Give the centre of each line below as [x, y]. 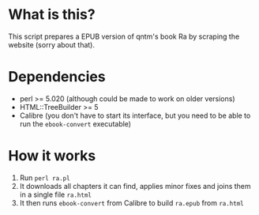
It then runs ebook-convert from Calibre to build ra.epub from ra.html [131, 202]
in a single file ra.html [56, 194]
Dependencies [57, 77]
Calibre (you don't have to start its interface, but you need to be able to [135, 115]
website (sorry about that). [51, 44]
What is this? [52, 15]
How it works [52, 156]
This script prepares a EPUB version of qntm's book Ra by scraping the [124, 36]
